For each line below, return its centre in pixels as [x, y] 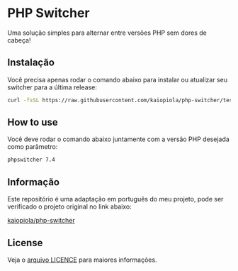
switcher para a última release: [52, 87]
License [25, 243]
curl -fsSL [23, 100]
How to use [33, 122]
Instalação [31, 63]
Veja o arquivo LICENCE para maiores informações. [82, 260]
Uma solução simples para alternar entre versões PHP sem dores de [107, 33]
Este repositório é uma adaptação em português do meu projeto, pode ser [115, 199]
